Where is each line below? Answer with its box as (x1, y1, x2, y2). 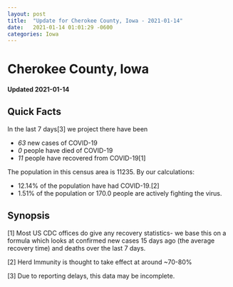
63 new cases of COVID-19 (17, 139, 98, 147)
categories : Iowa (7, 30, 59, 38)
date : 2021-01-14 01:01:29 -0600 (7, 24, 113, 31)
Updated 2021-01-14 (7, 85, 70, 94)
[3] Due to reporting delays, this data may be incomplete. (7, 271, 175, 280)
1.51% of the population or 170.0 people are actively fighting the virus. (17, 188, 222, 197)
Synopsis (7, 210, 50, 222)
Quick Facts (7, 106, 62, 118)
